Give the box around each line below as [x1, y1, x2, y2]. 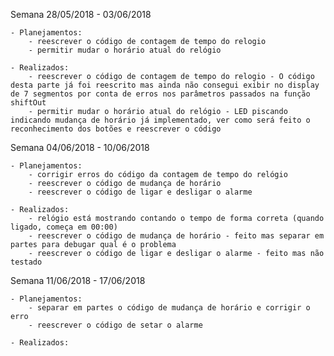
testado [10, 257, 43, 267]
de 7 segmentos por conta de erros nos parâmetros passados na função [10, 89, 311, 99]
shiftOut [10, 98, 47, 108]
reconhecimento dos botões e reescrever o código [10, 124, 222, 134]
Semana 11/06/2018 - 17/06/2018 [10, 275, 146, 286]
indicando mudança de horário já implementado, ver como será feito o [10, 115, 311, 125]
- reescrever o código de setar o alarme [28, 320, 203, 330]
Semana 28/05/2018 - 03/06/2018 [10, 9, 152, 20]
